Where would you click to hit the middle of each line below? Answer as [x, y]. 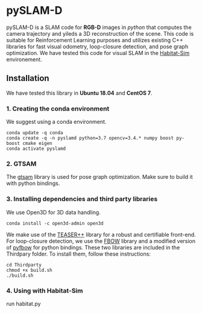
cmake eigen [37, 144]
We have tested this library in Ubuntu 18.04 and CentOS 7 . [79, 93]
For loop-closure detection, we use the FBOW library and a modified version [101, 241]
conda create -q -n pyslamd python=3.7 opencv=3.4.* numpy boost [90, 138]
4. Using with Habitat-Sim [45, 291]
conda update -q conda [35, 133]
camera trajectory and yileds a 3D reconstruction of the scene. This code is [100, 33]
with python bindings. [33, 183]
